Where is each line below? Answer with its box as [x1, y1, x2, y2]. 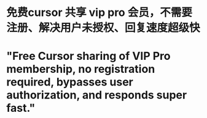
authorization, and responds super [6, 88, 187, 102]
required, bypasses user [6, 75, 133, 89]
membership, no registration [6, 62, 155, 76]
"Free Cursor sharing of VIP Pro [6, 50, 171, 63]
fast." [6, 101, 36, 115]
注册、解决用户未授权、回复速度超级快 [6, 21, 201, 35]
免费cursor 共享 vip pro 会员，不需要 [6, 6, 192, 20]
